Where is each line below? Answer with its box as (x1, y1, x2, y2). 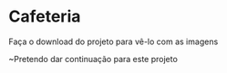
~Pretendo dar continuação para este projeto (8, 53, 179, 64)
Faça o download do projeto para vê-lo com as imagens (8, 36, 219, 47)
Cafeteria (8, 6, 81, 27)
